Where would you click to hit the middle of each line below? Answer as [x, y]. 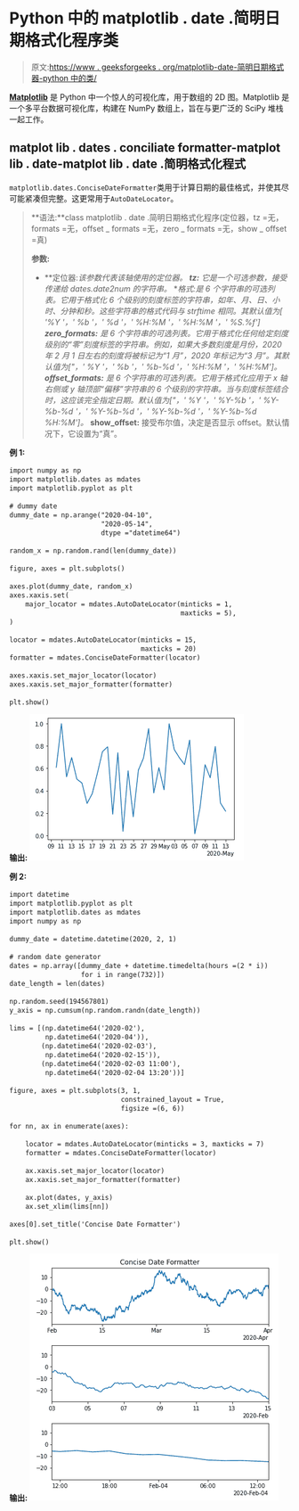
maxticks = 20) [169, 649]
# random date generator [55, 957]
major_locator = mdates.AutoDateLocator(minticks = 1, [129, 604]
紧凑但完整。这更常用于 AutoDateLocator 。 [101, 198]
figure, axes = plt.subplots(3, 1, [75, 1090]
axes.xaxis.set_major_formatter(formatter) [91, 684]
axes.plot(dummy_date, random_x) [71, 586]
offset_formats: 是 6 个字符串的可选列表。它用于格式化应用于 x [161, 378]
